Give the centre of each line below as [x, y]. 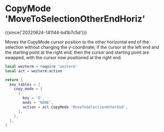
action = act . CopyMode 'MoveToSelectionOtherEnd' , [75, 107]
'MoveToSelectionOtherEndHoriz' [75, 19]
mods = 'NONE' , [38, 103]
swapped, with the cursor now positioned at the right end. [64, 57]
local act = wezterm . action [34, 71]
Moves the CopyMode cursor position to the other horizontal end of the [77, 42]
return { [14, 80]
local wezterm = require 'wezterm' [41, 66]
